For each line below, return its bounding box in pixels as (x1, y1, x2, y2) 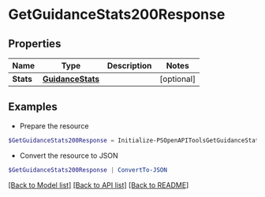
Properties (8, 37, 62, 50)
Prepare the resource (19, 121, 89, 131)
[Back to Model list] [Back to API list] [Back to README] (8, 180, 189, 190)
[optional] (159, 73, 196, 84)
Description (106, 61, 152, 71)
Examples (8, 100, 58, 113)
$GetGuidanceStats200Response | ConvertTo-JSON (8, 165, 168, 174)
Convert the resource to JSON (19, 151, 118, 160)
